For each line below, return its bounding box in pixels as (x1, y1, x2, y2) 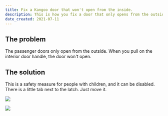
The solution (5, 68, 45, 76)
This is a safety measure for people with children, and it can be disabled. (5, 81, 155, 87)
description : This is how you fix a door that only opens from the (5, 12, 149, 17)
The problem (5, 35, 46, 43)
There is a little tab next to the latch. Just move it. (5, 87, 107, 92)
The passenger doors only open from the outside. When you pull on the (5, 48, 152, 54)
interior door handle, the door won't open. (5, 53, 91, 60)
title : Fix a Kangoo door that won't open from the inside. (5, 7, 133, 12)
